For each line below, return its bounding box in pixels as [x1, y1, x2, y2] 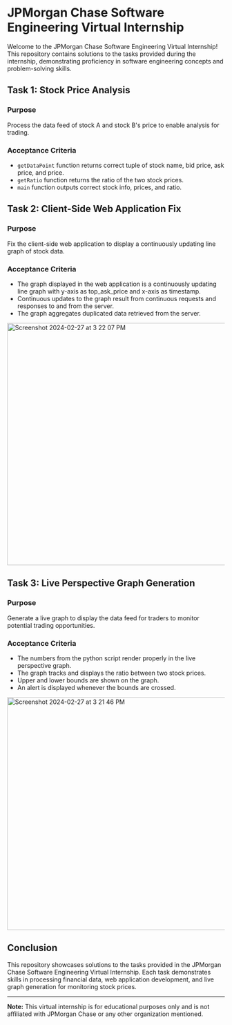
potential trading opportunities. [7, 621, 95, 629]
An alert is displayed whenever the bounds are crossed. [17, 683, 176, 691]
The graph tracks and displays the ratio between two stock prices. [17, 669, 206, 677]
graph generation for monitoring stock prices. [7, 982, 137, 990]
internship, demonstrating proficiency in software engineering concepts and [7, 57, 224, 65]
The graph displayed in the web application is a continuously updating [17, 280, 217, 288]
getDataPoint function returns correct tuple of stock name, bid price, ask [17, 161, 224, 169]
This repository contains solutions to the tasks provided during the [7, 50, 197, 58]
